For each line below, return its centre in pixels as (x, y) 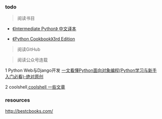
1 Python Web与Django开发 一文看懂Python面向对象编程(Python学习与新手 (81, 71)
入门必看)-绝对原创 (24, 77)
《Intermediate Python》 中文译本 (44, 29)
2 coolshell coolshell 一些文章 (35, 87)
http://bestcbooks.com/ (29, 111)
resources (18, 100)
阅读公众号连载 (32, 60)
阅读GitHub (29, 49)
